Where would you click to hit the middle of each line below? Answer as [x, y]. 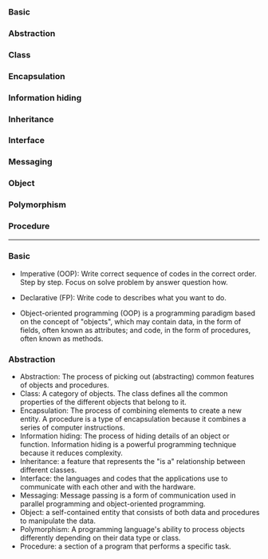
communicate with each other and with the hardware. [108, 487]
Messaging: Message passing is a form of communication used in [128, 496]
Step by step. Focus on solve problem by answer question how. [124, 282]
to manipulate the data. [57, 521]
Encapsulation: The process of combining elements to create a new [130, 410]
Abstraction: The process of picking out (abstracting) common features [137, 377]
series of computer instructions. [72, 428]
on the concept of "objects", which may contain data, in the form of [130, 321]
